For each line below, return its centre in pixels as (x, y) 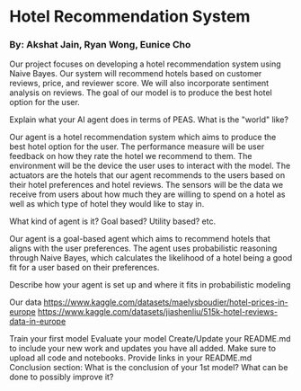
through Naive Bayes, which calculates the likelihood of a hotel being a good (151, 258)
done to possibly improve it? (62, 377)
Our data (26, 302)
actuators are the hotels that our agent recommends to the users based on (147, 175)
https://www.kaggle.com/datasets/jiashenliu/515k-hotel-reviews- (158, 312)
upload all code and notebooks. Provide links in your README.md (131, 358)
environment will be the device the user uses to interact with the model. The (150, 166)
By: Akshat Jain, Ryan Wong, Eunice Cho (100, 45)
